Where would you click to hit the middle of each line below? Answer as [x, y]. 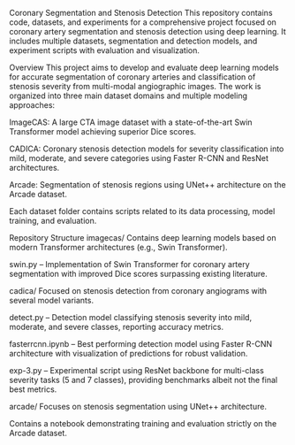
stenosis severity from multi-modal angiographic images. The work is [135, 86]
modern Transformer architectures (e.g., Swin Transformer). [118, 247]
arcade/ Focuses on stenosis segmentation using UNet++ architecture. [138, 407]
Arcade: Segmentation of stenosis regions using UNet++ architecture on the [147, 184]
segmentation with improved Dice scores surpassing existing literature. [138, 274]
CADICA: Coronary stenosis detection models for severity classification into [147, 149]
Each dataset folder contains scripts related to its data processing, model [142, 211]
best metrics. [33, 389]
